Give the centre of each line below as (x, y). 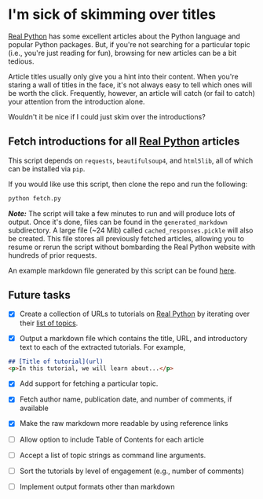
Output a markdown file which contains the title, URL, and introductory (133, 338)
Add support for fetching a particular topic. (89, 383)
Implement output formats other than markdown (97, 486)
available (34, 408)
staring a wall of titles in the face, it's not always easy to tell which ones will (130, 85)
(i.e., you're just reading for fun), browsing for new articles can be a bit (122, 53)
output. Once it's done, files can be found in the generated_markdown (118, 222)
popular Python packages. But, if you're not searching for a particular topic (130, 44)
